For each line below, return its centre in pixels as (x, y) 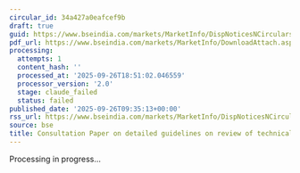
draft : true (31, 26)
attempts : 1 (40, 59)
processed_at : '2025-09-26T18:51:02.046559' (101, 76)
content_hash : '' (50, 68)
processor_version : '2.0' (66, 84)
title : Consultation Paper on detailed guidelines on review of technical (151, 134)
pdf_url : (25, 42)
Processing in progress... (55, 159)
